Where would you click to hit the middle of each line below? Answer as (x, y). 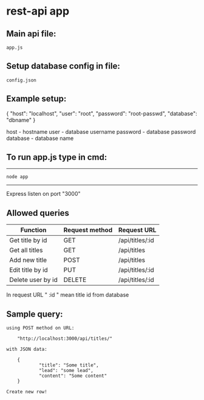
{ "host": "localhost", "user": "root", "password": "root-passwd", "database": (102, 113)
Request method (88, 230)
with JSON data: (27, 350)
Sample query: (35, 314)
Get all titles (26, 250)
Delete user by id (33, 280)
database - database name (40, 138)
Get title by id (28, 240)
